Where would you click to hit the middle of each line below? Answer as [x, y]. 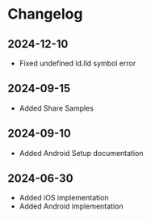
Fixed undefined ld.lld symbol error [78, 63]
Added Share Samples [57, 108]
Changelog [45, 14]
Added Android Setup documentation [81, 153]
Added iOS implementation [64, 198]
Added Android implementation [71, 206]
